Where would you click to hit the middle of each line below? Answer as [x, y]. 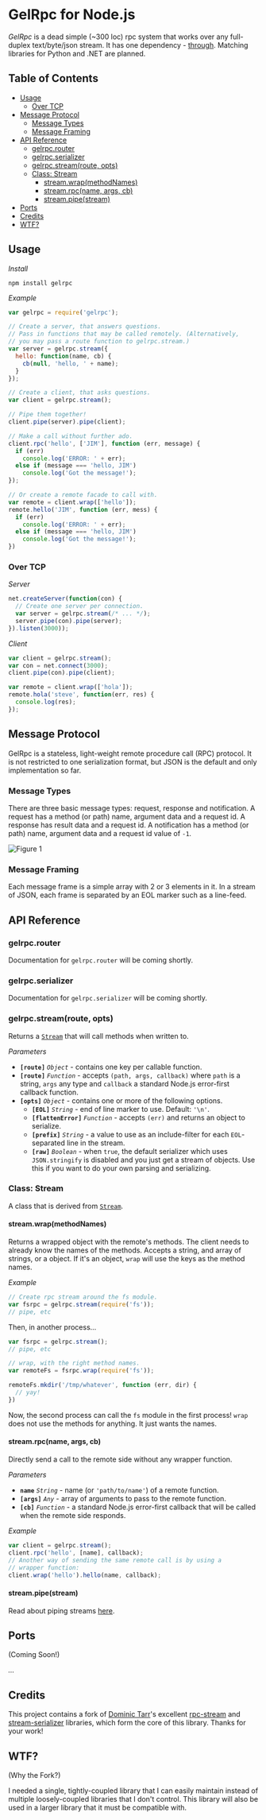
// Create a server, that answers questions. [85, 327]
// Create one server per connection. [80, 606]
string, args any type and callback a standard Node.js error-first [125, 1083]
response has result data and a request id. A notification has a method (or [129, 825]
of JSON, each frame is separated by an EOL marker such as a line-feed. [127, 895]
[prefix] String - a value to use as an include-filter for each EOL [137, 1134]
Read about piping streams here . [62, 1610]
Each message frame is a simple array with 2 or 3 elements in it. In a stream [132, 887]
